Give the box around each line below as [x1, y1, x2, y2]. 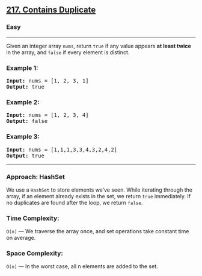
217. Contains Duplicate [6, 5, 96, 15]
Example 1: [6, 63, 38, 72]
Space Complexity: [6, 249, 63, 258]
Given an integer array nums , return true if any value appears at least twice [6, 42, 191, 49]
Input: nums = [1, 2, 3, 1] [6, 77, 89, 84]
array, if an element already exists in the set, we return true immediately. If [6, 192, 191, 199]
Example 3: [6, 133, 40, 141]
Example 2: [6, 98, 40, 106]
